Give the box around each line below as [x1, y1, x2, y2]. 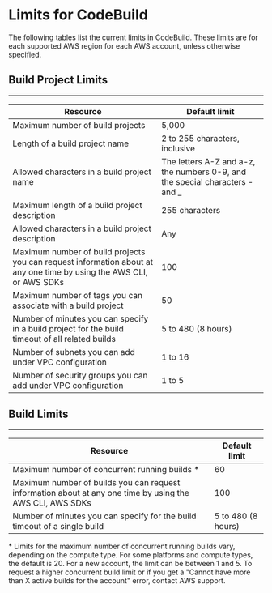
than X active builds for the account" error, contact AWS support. [8, 575, 226, 585]
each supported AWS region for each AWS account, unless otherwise [8, 41, 240, 50]
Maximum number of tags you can [12, 289, 143, 301]
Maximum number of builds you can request [12, 476, 181, 488]
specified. [8, 49, 42, 59]
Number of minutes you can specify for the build [12, 510, 197, 522]
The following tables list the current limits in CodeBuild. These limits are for [8, 32, 259, 42]
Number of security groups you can [12, 369, 148, 381]
